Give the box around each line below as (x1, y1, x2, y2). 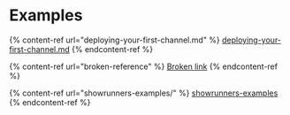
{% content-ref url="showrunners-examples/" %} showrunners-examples (9, 88, 279, 98)
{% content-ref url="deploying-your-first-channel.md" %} (9, 34, 221, 45)
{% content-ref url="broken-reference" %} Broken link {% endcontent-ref (9, 61, 279, 72)
